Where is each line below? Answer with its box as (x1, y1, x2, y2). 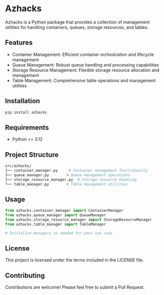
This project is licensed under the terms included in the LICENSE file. (5, 257, 144, 263)
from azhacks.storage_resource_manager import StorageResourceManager (5, 217, 152, 222)
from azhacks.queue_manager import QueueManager (5, 213, 106, 218)
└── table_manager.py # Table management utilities (5, 182, 128, 186)
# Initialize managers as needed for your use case (5, 230, 113, 235)
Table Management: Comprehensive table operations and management (12, 77, 156, 83)
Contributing (5, 271, 45, 279)
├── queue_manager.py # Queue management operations (5, 172, 131, 178)
